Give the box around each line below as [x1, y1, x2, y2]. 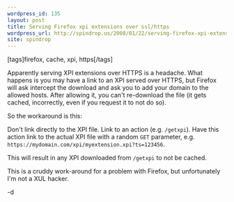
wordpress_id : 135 [7, 10, 61, 17]
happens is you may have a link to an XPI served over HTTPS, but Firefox [7, 76, 217, 84]
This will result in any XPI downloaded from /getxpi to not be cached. [7, 154, 208, 162]
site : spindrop [7, 36, 52, 43]
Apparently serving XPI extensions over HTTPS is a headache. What [7, 69, 203, 77]
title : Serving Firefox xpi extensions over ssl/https [7, 23, 170, 30]
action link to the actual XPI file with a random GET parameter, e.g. [7, 133, 195, 141]
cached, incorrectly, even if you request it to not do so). [7, 98, 167, 107]
